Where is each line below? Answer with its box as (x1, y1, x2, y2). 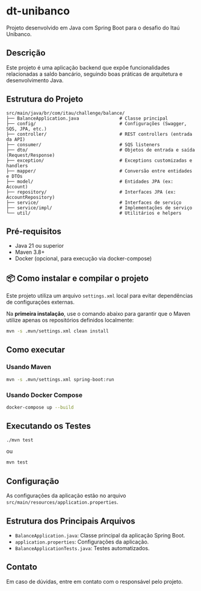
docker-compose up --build (6, 404, 74, 410)
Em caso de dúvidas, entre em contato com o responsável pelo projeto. (6, 578, 184, 585)
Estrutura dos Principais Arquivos (6, 516, 135, 526)
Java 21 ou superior (14, 242, 64, 250)
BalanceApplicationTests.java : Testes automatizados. (14, 544, 150, 551)
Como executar (6, 344, 65, 355)
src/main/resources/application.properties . (6, 498, 119, 506)
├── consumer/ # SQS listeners (6, 141, 161, 148)
